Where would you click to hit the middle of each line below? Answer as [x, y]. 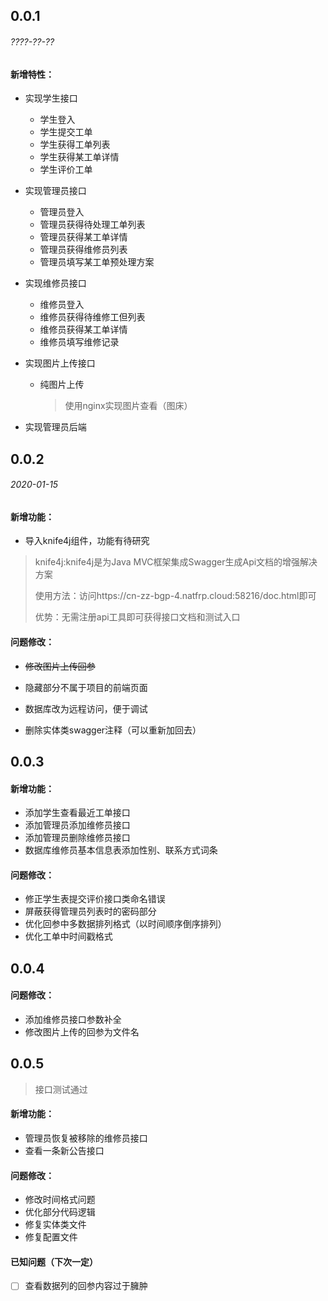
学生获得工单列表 [75, 145]
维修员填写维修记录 [79, 342]
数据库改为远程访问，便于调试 [86, 708]
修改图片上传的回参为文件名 [82, 1032]
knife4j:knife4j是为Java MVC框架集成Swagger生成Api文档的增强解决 [176, 562]
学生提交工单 [66, 132]
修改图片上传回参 [60, 666]
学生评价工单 [66, 170]
